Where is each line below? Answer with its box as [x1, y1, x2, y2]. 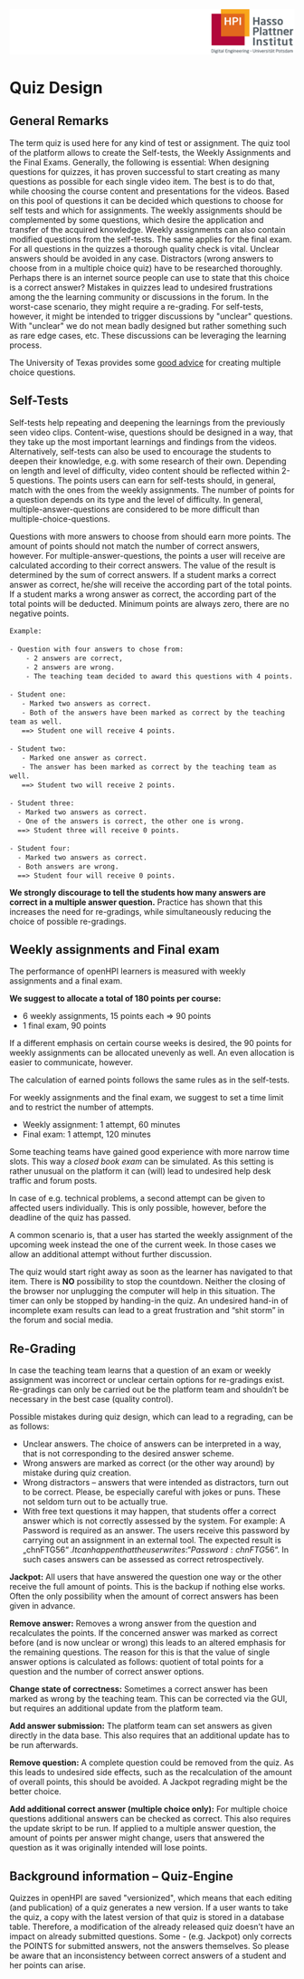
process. [9, 340, 43, 351]
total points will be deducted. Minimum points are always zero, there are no [9, 598, 290, 609]
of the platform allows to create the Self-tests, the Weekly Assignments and [9, 147, 291, 158]
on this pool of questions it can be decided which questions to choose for [9, 195, 284, 206]
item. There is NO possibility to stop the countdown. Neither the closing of [9, 1276, 287, 1287]
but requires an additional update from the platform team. [9, 1703, 223, 1714]
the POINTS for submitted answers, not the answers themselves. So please [9, 1940, 290, 1951]
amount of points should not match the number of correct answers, [9, 540, 261, 552]
